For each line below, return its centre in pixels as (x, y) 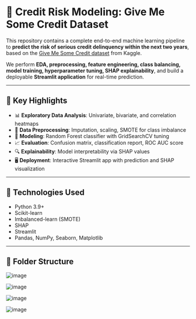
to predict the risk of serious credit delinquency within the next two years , (98, 47)
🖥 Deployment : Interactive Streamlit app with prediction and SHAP (94, 160)
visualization (29, 169)
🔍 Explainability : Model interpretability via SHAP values (82, 151)
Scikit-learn (28, 212)
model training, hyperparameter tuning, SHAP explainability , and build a (95, 70)
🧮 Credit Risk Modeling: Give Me (85, 12)
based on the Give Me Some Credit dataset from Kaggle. (74, 53)
